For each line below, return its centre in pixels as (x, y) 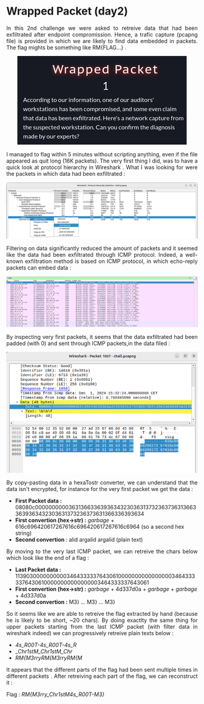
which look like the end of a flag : (48, 557)
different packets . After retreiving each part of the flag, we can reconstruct (102, 676)
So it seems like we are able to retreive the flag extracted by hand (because (102, 613)
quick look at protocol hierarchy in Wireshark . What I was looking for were (102, 167)
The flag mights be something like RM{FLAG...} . (66, 47)
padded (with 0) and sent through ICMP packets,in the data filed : (88, 343)
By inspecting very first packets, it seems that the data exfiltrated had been (102, 336)
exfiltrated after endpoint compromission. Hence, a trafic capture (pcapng (102, 34)
